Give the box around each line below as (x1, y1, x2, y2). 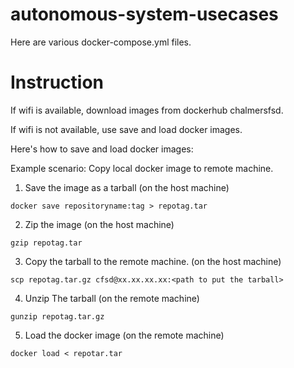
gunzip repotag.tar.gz (10, 311, 105, 322)
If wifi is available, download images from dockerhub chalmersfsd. (10, 104, 284, 116)
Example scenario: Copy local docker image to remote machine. (10, 162, 274, 174)
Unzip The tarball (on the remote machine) (24, 292, 200, 304)
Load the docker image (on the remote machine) (24, 329, 225, 341)
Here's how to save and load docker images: (10, 143, 194, 155)
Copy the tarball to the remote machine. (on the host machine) (24, 255, 282, 267)
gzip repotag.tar (10, 238, 83, 248)
